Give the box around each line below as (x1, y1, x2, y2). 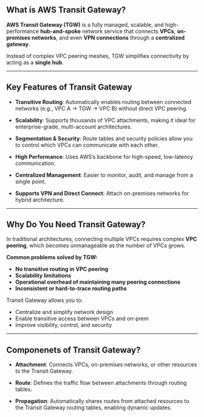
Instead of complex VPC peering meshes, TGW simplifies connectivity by (6, 52, 189, 60)
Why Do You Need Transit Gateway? (6, 219, 146, 230)
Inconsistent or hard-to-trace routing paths (15, 285, 127, 292)
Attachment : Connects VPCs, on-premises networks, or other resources (15, 361, 197, 368)
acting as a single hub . (6, 58, 64, 66)
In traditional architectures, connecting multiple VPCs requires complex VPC (6, 236, 197, 243)
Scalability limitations (15, 272, 72, 279)
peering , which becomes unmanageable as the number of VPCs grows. (6, 242, 186, 249)
